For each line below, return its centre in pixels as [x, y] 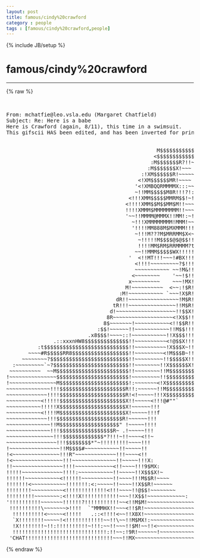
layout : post [22, 12]
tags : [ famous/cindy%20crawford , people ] [58, 28]
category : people [29, 23]
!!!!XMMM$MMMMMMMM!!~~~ [160, 210]
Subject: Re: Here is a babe [49, 121]
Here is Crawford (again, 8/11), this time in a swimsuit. [94, 127]
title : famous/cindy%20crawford [46, 17]
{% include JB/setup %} [36, 45]
